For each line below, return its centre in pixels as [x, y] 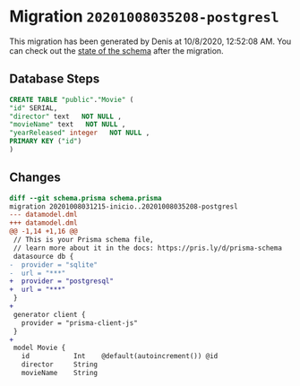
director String [60, 365]
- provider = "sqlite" [54, 265]
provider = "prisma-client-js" [80, 323]
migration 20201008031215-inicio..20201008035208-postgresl [124, 206]
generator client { [50, 314]
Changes [35, 178]
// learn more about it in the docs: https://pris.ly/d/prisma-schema [147, 248]
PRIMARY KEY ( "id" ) [46, 142]
